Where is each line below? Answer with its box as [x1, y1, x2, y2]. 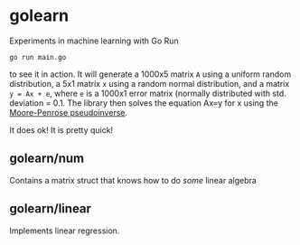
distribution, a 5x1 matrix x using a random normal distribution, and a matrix [9, 78, 290, 89]
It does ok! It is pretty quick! [9, 124, 114, 136]
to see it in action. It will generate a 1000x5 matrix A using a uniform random [9, 69, 292, 80]
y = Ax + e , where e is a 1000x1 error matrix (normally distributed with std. [9, 88, 286, 99]
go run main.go [9, 52, 67, 61]
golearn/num [9, 151, 84, 166]
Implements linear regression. [9, 225, 120, 236]
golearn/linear [9, 201, 92, 217]
